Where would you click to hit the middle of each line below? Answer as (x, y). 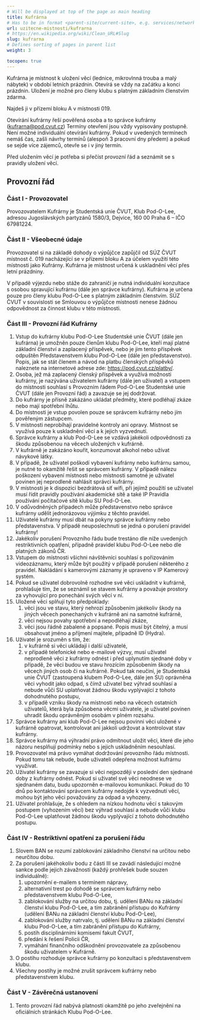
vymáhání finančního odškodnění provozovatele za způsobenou (102, 946)
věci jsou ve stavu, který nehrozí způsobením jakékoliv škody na (103, 608)
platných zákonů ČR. (41, 551)
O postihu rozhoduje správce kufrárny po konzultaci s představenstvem (103, 958)
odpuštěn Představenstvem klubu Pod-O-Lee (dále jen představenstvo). (104, 355)
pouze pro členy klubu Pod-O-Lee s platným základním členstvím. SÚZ (93, 295)
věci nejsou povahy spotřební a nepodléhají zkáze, (86, 620)
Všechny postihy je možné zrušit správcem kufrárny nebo (86, 971)
